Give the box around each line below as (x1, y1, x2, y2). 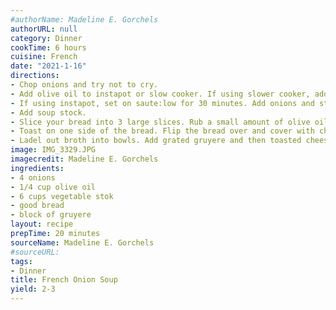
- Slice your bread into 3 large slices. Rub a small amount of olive (10, 117, 311, 127)
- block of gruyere (10, 210, 92, 220)
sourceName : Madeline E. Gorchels (10, 237, 155, 248)
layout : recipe (10, 219, 74, 230)
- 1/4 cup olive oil (10, 182, 97, 192)
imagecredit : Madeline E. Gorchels (10, 154, 159, 164)
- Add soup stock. (10, 107, 87, 118)
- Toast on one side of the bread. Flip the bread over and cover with (10, 126, 315, 136)
